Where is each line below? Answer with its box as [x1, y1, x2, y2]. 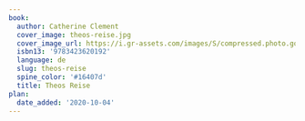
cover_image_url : [16, 38, 83, 48]
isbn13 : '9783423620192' [16, 47, 111, 56]
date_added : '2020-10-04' [16, 97, 116, 107]
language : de [16, 55, 66, 65]
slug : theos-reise [16, 65, 87, 74]
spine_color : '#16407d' [16, 73, 107, 82]
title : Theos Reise [16, 81, 91, 90]
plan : [8, 89, 29, 98]
